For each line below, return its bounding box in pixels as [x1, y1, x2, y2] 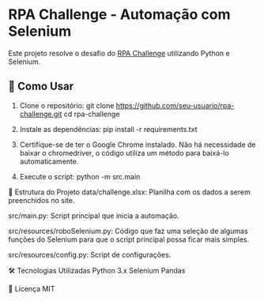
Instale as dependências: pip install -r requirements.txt [19, 124, 198, 134]
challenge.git [19, 109, 62, 119]
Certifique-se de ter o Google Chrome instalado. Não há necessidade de [19, 140, 256, 149]
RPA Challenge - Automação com [8, 6, 231, 24]
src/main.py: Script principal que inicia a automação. [8, 211, 179, 220]
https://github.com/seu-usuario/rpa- [115, 100, 235, 110]
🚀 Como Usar [8, 80, 74, 93]
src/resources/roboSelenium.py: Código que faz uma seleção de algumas [8, 226, 248, 235]
